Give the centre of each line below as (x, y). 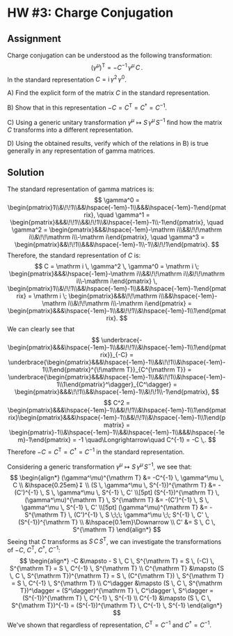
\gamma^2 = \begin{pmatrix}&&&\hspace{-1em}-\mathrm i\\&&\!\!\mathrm (117, 230)
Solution (26, 173)
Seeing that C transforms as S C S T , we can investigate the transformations (114, 540)
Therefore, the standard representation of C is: (74, 255)
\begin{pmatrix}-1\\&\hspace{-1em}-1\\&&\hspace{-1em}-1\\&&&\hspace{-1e (117, 432)
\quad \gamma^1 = (124, 215)
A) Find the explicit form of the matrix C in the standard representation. (109, 93)
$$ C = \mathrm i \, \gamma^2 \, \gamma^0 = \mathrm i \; (117, 266)
